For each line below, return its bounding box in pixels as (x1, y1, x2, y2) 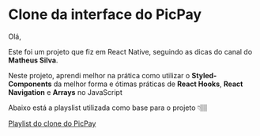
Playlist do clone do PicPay (8, 119, 96, 128)
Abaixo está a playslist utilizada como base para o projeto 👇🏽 (8, 103, 208, 112)
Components (8, 79, 52, 89)
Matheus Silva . (8, 55, 58, 65)
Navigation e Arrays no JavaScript (8, 87, 122, 96)
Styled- (191, 70, 217, 80)
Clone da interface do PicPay (8, 6, 202, 24)
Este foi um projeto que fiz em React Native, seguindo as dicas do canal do (8, 47, 253, 56)
